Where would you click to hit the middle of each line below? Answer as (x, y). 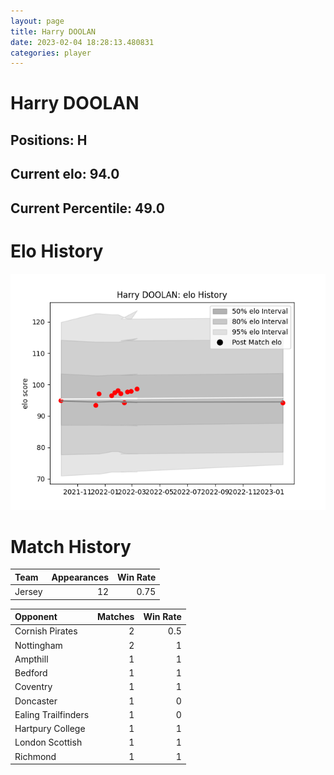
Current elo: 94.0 (65, 174)
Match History (71, 546)
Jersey (28, 592)
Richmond (35, 756)
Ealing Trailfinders (52, 714)
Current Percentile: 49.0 (87, 208)
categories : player (51, 53)
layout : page (37, 21)
